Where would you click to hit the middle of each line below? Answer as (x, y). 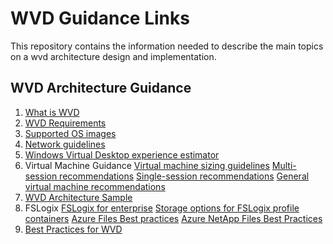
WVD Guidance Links (100, 18)
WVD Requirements (65, 123)
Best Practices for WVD (73, 229)
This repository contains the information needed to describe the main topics (167, 46)
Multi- (284, 165)
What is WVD (52, 112)
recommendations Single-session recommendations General (184, 176)
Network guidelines (65, 144)
